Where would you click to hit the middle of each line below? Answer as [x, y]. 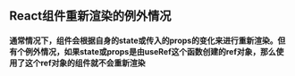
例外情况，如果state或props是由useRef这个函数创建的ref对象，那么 [151, 51]
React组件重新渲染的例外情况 [90, 16]
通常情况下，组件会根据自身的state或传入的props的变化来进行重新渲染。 [143, 40]
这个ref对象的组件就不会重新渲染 [85, 63]
